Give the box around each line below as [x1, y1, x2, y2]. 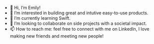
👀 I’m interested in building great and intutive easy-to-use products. [9, 10, 149, 16]
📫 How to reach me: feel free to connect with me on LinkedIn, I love [9, 26, 150, 32]
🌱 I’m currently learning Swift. [9, 15, 71, 21]
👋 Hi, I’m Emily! [9, 5, 41, 10]
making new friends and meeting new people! [9, 33, 104, 39]
